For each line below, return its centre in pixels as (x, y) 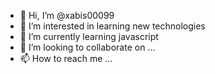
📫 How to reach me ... (66, 58)
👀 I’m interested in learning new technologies (112, 26)
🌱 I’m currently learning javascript (89, 36)
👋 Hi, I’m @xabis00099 (67, 15)
